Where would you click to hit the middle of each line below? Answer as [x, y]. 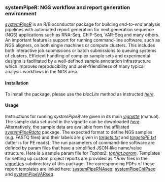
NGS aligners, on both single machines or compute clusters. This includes [80, 45]
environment [21, 13]
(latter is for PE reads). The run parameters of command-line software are [80, 142]
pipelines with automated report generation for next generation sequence [80, 30]
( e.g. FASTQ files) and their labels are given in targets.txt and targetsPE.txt [81, 137]
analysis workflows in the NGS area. [42, 72]
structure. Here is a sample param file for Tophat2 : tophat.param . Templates [82, 153]
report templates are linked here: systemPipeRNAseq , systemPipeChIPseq [81, 169]
